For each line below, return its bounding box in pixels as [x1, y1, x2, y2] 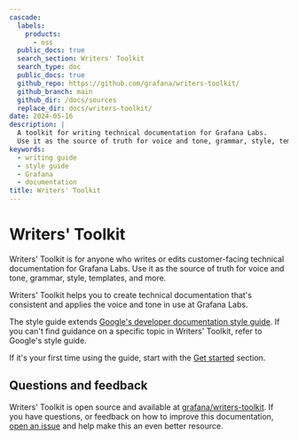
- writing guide [17, 153, 77, 162]
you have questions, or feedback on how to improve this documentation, [9, 411, 274, 421]
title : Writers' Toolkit [9, 186, 101, 195]
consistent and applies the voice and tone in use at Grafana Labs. [9, 299, 248, 310]
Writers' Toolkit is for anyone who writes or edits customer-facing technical [9, 254, 285, 264]
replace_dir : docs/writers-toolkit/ [17, 104, 153, 113]
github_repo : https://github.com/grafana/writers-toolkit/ [17, 79, 240, 88]
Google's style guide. [9, 334, 87, 346]
